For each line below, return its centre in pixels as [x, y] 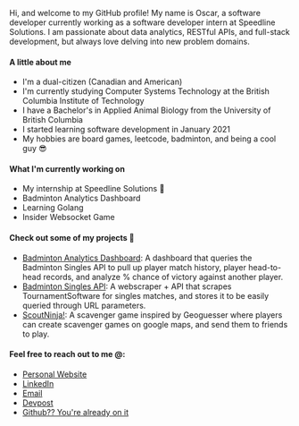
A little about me [40, 62]
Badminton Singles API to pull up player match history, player [134, 267]
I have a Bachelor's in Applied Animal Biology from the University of [146, 110]
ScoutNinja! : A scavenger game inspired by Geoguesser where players [152, 315]
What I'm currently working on [67, 168]
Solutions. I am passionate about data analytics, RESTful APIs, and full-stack [149, 32]
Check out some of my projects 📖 [72, 238]
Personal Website [54, 374]
